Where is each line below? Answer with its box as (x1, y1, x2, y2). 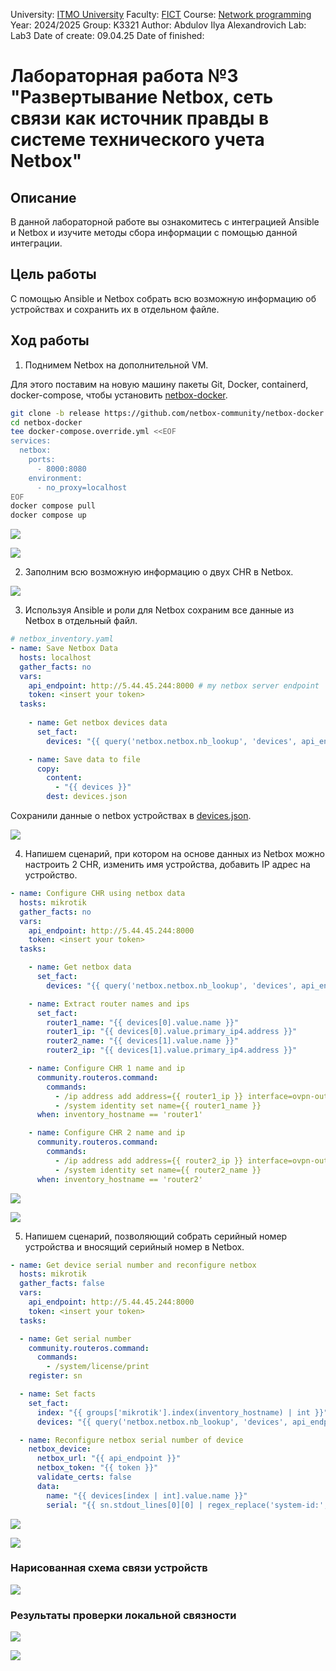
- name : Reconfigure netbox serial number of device (19, 1435, 244, 1445)
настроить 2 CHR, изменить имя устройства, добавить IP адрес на (24, 859, 311, 870)
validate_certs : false (36, 1472, 132, 1482)
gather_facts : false (19, 1279, 105, 1289)
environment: (28, 473, 83, 483)
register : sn (28, 1371, 83, 1381)
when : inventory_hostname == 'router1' (36, 1110, 203, 1120)
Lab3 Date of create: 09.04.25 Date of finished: (10, 30, 205, 41)
